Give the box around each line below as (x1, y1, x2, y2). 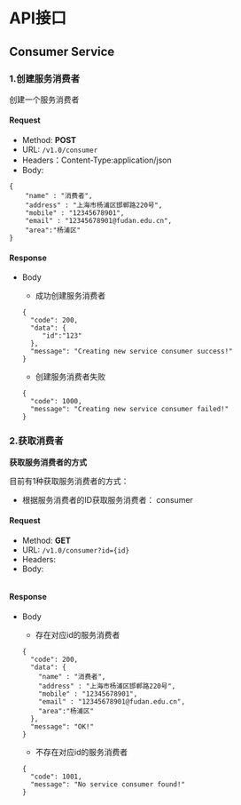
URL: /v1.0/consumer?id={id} (21, 544, 130, 555)
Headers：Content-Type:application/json (21, 155, 172, 165)
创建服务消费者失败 (35, 371, 106, 382)
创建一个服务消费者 (9, 94, 80, 105)
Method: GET (21, 535, 71, 546)
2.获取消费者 (9, 434, 64, 447)
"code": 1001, (30, 772, 82, 781)
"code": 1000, (30, 397, 82, 406)
